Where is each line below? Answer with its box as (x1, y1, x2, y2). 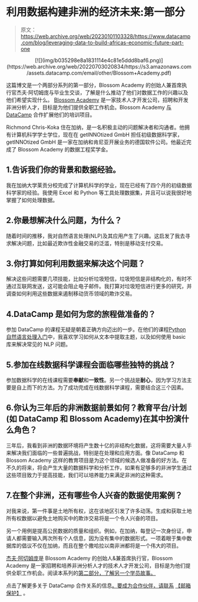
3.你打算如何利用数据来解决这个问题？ (6, 258, 146, 268)
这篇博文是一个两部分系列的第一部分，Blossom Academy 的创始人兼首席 (6, 81, 182, 89)
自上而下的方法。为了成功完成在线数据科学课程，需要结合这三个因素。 (16, 384, 187, 391)
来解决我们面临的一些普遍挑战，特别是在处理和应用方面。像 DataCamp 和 (6, 449, 184, 456)
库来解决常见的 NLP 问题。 (6, 341, 71, 348)
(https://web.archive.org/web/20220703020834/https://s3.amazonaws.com (6, 63, 192, 70)
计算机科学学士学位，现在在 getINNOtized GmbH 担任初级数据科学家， (11, 131, 183, 138)
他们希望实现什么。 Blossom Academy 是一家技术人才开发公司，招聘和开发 (6, 96, 189, 103)
